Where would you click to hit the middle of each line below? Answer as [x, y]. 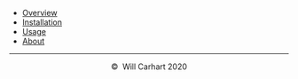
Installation [42, 22]
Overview [39, 13]
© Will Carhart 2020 [149, 67]
